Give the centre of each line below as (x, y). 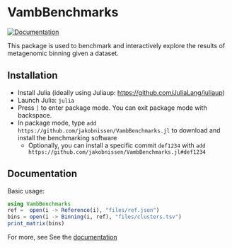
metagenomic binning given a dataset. (63, 53)
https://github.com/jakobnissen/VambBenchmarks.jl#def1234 (117, 152)
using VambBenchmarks (39, 204)
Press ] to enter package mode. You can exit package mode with (112, 108)
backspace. (35, 115)
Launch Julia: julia (46, 100)
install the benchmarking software (67, 137)
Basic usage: (26, 191)
